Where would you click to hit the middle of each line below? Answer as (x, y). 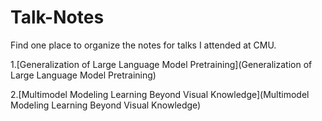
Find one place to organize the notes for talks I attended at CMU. (143, 45)
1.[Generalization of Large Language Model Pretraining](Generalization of (161, 64)
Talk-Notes (57, 17)
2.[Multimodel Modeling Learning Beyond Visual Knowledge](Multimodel (160, 94)
